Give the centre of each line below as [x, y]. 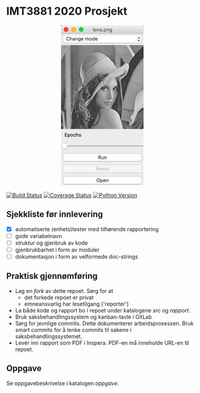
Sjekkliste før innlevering [55, 215]
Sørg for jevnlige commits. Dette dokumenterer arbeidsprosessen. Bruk [104, 323]
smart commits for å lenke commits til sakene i [73, 330]
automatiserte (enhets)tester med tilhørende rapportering [87, 229]
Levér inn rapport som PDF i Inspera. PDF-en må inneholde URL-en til [102, 342]
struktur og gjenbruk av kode [51, 243]
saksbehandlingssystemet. [49, 336]
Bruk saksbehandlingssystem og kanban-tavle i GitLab [83, 317]
